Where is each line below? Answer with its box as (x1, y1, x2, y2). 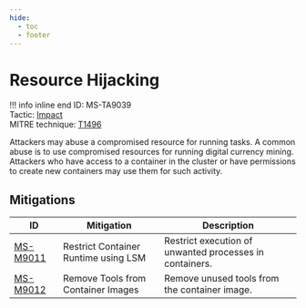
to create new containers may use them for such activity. (9, 166, 223, 177)
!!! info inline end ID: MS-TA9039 (9, 99, 132, 110)
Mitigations (9, 192, 76, 208)
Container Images (63, 283, 139, 296)
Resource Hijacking (9, 69, 160, 90)
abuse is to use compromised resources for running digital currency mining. (9, 147, 294, 158)
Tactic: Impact (9, 109, 63, 120)
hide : (9, 13, 30, 23)
